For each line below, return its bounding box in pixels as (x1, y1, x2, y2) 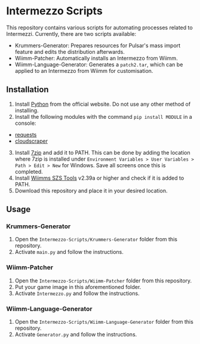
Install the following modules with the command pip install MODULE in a (14, 113, 192, 120)
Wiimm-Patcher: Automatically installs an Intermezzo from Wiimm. (14, 54, 178, 62)
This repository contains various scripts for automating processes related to (6, 24, 193, 31)
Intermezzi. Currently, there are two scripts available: (6, 30, 137, 37)
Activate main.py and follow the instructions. (14, 248, 124, 256)
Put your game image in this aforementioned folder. (14, 283, 141, 290)
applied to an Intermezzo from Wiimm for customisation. (14, 67, 153, 74)
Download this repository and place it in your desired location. (14, 187, 168, 194)
